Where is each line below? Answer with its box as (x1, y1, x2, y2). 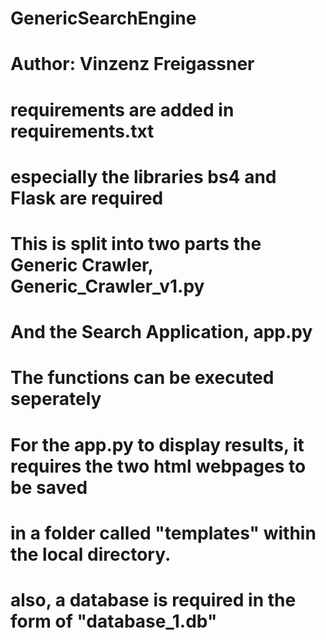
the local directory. (10, 543, 172, 566)
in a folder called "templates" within (10, 522, 317, 544)
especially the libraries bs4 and (10, 165, 277, 188)
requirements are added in (10, 98, 235, 121)
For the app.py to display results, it (10, 433, 305, 456)
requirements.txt (10, 120, 155, 142)
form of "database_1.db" (10, 610, 218, 632)
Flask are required (10, 187, 164, 209)
